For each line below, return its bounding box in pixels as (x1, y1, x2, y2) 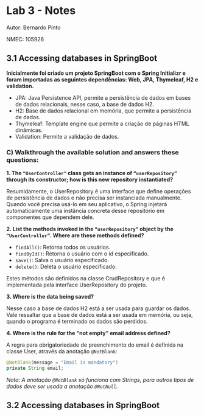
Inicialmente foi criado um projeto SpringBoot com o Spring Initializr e (6, 69, 186, 77)
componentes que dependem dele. (6, 213, 94, 221)
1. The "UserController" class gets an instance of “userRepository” (6, 170, 178, 177)
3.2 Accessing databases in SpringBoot (6, 400, 160, 411)
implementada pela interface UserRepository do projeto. (6, 281, 147, 289)
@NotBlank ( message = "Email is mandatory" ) (6, 359, 119, 366)
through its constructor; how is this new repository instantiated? (6, 176, 174, 183)
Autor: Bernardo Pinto (6, 24, 61, 31)
